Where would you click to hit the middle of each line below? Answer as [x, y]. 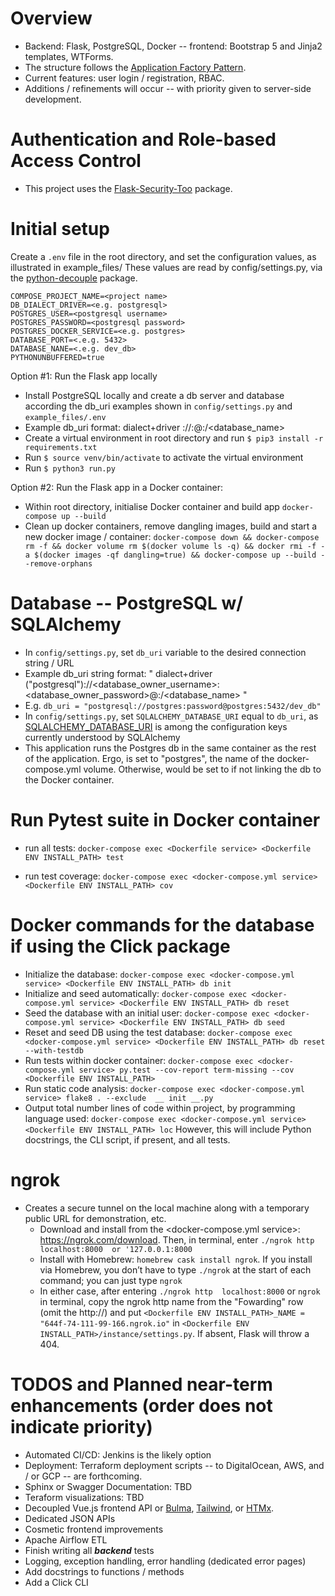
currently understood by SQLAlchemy [102, 737]
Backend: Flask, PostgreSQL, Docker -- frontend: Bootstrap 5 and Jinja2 [173, 46]
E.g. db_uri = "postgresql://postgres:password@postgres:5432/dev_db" [173, 705]
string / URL [49, 663]
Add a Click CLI [56, 1582]
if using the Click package [120, 946]
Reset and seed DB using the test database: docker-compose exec [158, 1032]
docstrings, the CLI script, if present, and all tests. [127, 1139]
